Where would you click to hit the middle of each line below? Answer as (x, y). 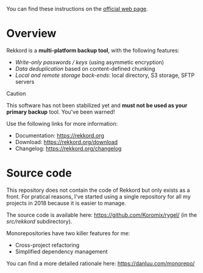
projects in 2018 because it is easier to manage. (66, 203)
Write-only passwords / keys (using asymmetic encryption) (90, 62)
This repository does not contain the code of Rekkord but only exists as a (98, 190)
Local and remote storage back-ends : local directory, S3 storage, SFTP (105, 75)
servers (25, 81)
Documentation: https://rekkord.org (60, 135)
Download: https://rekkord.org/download (66, 142)
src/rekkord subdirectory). (39, 221)
